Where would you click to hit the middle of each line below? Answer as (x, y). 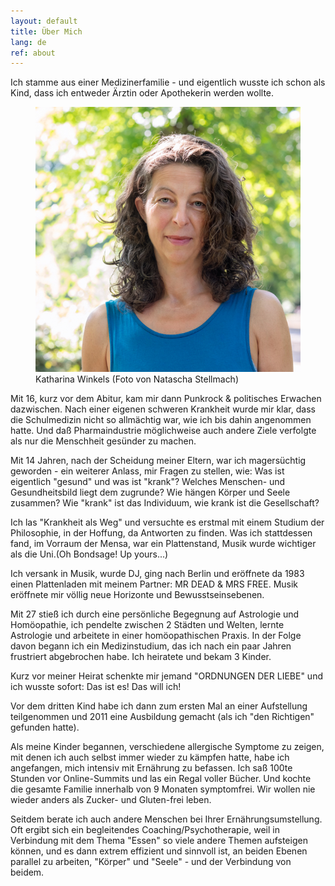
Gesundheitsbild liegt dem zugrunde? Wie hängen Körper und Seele (150, 492)
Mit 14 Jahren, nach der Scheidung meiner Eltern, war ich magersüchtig (158, 461)
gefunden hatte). (45, 727)
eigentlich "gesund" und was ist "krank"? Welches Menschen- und (148, 482)
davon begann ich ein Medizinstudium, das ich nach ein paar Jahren (151, 646)
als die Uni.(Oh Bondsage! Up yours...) (89, 554)
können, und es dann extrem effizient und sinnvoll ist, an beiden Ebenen (159, 851)
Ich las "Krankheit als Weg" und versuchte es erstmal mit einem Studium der (167, 522)
